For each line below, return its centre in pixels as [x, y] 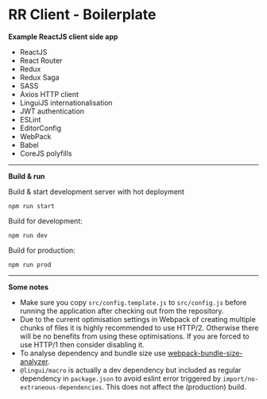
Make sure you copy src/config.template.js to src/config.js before [133, 302]
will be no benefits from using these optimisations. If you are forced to [134, 336]
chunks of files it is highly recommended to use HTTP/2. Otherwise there [139, 327]
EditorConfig [41, 128]
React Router [41, 60]
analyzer [34, 361]
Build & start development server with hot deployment [97, 192]
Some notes [29, 287]
